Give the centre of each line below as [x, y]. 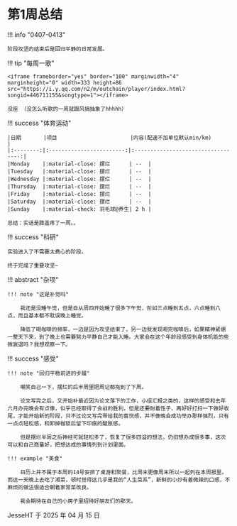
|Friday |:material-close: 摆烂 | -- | [79, 194]
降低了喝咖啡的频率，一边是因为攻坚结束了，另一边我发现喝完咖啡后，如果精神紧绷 [123, 329]
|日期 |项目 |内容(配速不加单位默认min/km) [109, 138]
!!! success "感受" [33, 358]
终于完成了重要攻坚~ [33, 265]
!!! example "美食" [35, 459]
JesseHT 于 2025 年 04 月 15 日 [54, 515]
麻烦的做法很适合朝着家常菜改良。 [50, 487]
